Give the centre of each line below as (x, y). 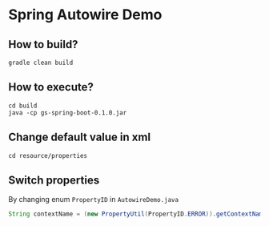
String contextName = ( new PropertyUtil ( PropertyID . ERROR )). (112, 214)
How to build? (43, 44)
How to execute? (51, 87)
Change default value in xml (79, 137)
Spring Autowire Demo (85, 15)
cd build (23, 106)
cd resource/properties (48, 155)
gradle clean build (41, 63)
